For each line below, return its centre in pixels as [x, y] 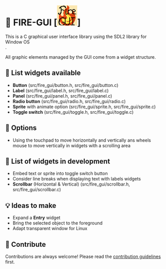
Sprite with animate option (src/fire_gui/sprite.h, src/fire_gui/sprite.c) [84, 107]
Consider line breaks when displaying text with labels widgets [77, 179]
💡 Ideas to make [31, 206]
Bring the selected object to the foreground [58, 223]
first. [10, 262]
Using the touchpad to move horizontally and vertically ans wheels [82, 140]
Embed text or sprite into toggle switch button [60, 173]
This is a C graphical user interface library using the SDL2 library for [76, 36]
